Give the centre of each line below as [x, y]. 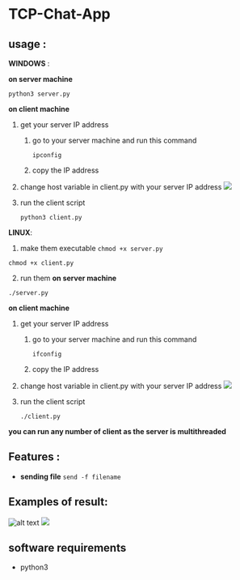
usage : [27, 44]
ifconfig [47, 354]
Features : [34, 457]
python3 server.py [39, 94]
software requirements [67, 548]
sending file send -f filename [70, 476]
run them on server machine [68, 278]
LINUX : [21, 232]
